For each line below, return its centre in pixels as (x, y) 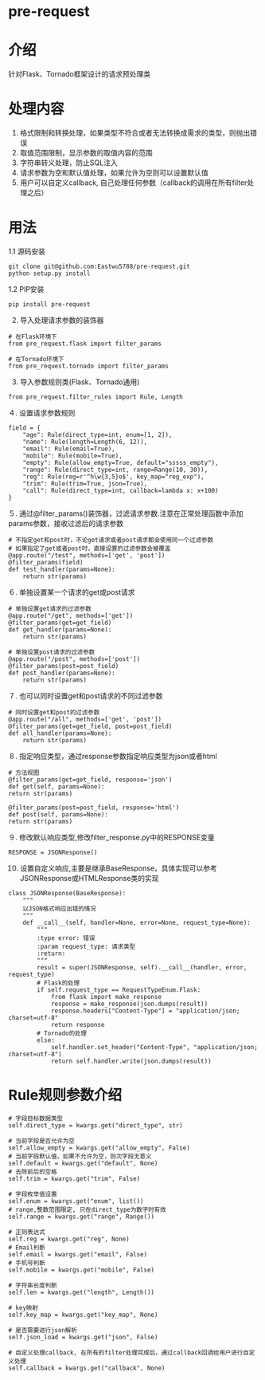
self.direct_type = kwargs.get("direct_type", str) (95, 1125)
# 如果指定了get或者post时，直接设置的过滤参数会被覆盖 (90, 548)
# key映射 (23, 1307)
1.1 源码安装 (27, 251)
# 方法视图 (24, 773)
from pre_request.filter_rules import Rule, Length (95, 397)
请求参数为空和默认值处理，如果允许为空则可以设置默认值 (114, 173)
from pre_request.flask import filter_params (85, 344)
